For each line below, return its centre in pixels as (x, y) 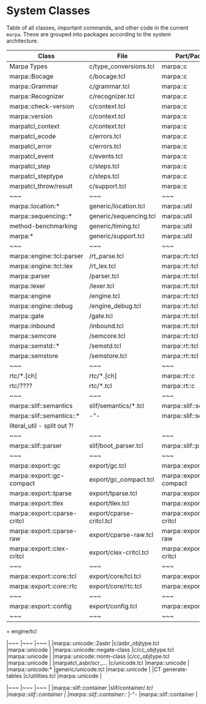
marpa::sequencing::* (41, 216)
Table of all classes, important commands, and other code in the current (97, 28)
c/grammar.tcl (109, 86)
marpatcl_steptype (36, 176)
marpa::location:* (35, 206)
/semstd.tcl (105, 346)
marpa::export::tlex (36, 503)
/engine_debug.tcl (115, 306)
